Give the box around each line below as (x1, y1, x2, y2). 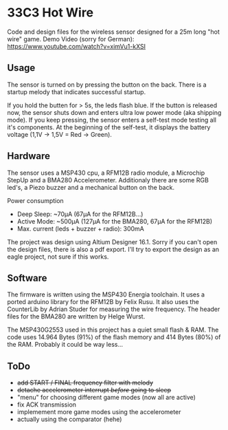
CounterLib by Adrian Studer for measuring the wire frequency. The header (7, 305, 220, 314)
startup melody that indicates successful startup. (7, 87, 146, 96)
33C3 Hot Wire (7, 5, 94, 21)
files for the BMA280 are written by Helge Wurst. (7, 312, 146, 321)
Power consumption (7, 196, 64, 204)
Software (7, 272, 47, 283)
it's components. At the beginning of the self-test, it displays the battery (7, 122, 211, 131)
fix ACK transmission (16, 400, 77, 409)
